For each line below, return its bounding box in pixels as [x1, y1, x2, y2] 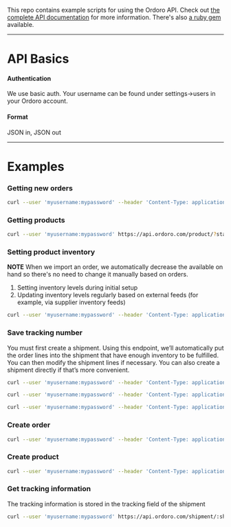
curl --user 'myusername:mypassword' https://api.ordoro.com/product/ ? [7, 231, 217, 238]
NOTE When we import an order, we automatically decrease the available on [7, 263, 223, 271]
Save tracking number [7, 328, 82, 337]
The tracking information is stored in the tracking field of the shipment [7, 499, 206, 508]
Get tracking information [7, 484, 91, 494]
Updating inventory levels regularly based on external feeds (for [16, 291, 199, 299]
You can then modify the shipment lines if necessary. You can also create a [7, 358, 220, 366]
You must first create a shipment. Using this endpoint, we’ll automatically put [7, 344, 224, 352]
